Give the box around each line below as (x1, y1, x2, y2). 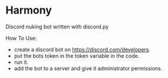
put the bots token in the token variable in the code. (14, 52, 140, 59)
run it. (14, 58, 29, 66)
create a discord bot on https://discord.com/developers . (14, 45, 151, 53)
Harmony (5, 4, 52, 17)
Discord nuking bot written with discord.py (5, 23, 109, 30)
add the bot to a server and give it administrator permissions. (14, 64, 163, 71)
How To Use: (5, 34, 37, 41)
